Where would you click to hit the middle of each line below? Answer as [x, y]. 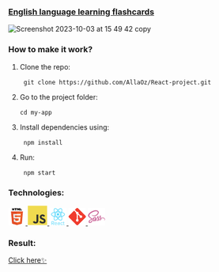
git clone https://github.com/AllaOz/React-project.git [117, 82]
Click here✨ [28, 260]
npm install [43, 142]
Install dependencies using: [64, 127]
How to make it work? [51, 50]
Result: [22, 243]
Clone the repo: [45, 66]
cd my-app [36, 112]
